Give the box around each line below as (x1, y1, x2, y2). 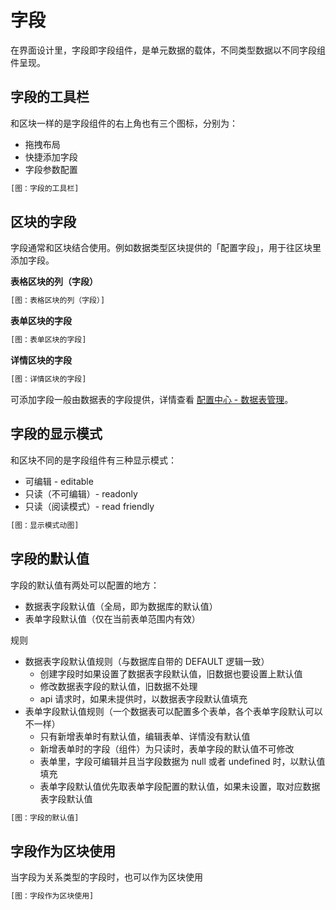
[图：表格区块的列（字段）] (10, 296, 106, 306)
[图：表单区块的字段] (10, 335, 87, 345)
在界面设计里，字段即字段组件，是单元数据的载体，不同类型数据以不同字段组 (10, 44, 326, 56)
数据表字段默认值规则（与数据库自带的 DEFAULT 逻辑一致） (24, 655, 270, 667)
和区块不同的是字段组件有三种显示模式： (10, 454, 177, 466)
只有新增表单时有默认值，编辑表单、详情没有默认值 (39, 730, 251, 742)
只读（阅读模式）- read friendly (24, 500, 155, 512)
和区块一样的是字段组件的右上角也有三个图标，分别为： (10, 117, 238, 129)
